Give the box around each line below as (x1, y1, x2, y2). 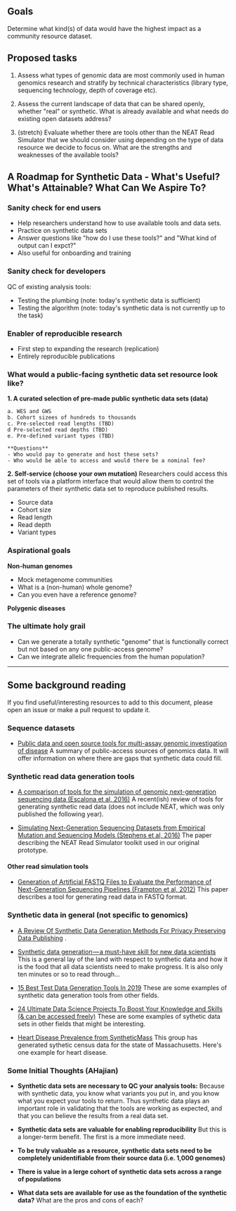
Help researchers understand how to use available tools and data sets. (17, 219, 222, 227)
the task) (17, 311, 44, 319)
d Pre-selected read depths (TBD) (7, 426, 109, 433)
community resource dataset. (7, 32, 93, 40)
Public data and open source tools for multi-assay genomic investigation (17, 739, 228, 747)
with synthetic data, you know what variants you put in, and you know (17, 1089, 220, 1097)
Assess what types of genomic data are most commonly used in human (17, 70, 225, 80)
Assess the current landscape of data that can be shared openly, (17, 99, 205, 108)
